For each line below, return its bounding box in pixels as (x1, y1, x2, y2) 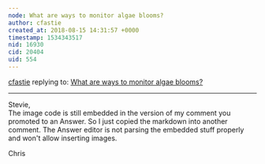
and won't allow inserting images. (8, 133, 118, 143)
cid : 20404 (8, 48, 44, 56)
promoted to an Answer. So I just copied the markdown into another (8, 116, 228, 126)
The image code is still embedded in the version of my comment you (8, 108, 231, 117)
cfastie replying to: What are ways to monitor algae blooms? (8, 76, 203, 87)
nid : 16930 (8, 41, 44, 49)
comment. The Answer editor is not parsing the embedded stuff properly (8, 125, 244, 134)
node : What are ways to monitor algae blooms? (8, 11, 164, 20)
